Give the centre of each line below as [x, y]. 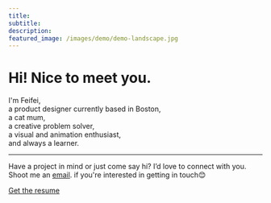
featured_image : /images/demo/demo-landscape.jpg [94, 38]
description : [30, 31]
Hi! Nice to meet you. [80, 78]
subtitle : [25, 23]
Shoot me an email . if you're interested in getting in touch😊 [107, 175]
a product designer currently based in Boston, [85, 109]
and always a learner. [44, 143]
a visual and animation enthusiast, [65, 135]
